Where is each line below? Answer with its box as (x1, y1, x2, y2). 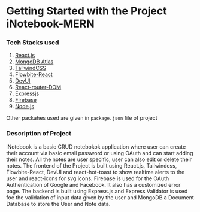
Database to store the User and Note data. (6, 200, 111, 207)
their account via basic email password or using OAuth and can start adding (6, 149, 193, 156)
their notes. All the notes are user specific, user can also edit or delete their (6, 156, 192, 163)
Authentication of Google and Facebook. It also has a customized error (6, 181, 181, 188)
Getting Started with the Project (6, 4, 167, 18)
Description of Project (6, 129, 72, 138)
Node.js (14, 103, 35, 110)
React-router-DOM (14, 84, 62, 91)
